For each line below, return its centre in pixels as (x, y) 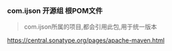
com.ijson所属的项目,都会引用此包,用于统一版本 (90, 27)
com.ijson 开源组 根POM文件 (55, 10)
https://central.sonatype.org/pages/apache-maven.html (86, 40)
